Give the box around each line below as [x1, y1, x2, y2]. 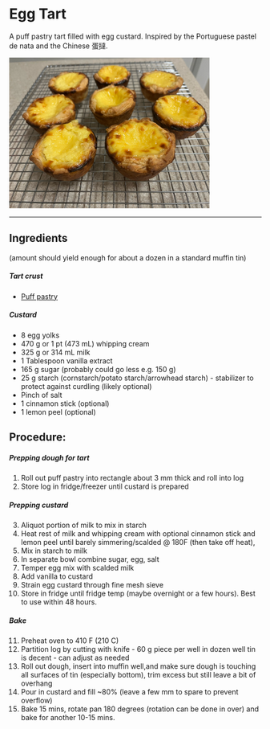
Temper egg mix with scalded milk [20, 563, 135, 573]
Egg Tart [9, 5, 67, 23]
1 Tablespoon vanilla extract [20, 355, 113, 366]
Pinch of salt [20, 390, 62, 399]
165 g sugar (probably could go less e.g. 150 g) [20, 364, 176, 374]
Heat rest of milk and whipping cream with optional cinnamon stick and [20, 529, 256, 539]
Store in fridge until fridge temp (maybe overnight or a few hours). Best [20, 588, 256, 599]
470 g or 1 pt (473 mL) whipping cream [20, 338, 150, 348]
